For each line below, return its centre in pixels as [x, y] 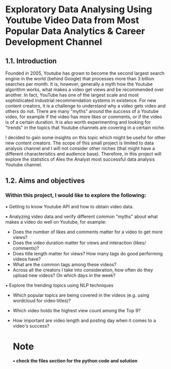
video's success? [31, 325]
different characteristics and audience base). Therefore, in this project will [83, 154]
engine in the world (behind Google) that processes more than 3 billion [80, 79]
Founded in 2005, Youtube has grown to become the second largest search [85, 73]
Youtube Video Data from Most [72, 20]
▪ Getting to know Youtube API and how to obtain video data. [70, 206]
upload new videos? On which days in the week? [64, 275]
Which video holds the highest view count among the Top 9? [77, 310]
